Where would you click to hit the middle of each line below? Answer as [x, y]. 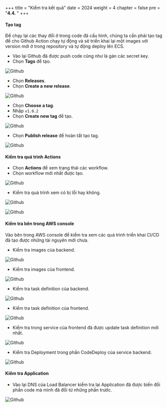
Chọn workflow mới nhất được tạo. [48, 173]
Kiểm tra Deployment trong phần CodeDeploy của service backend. [82, 352]
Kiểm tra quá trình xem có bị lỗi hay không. [56, 192]
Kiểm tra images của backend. [44, 250]
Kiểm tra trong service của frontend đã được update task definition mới [85, 327]
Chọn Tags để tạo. [31, 61]
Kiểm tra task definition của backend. [51, 289]
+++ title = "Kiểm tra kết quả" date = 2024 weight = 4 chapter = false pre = [83, 8]
